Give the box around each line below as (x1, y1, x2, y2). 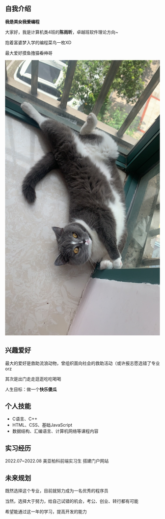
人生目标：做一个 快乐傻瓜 (5, 386, 57, 392)
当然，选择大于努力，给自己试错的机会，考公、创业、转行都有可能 (5, 498, 138, 504)
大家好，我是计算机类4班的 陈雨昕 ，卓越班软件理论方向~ (5, 29, 119, 35)
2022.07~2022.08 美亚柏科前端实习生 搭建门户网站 (5, 458, 109, 464)
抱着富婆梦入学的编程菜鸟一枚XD (5, 39, 72, 45)
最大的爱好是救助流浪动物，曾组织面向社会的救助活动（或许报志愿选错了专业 (5, 360, 160, 366)
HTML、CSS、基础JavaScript (12, 422, 73, 428)
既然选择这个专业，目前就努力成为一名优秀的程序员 (5, 488, 109, 494)
